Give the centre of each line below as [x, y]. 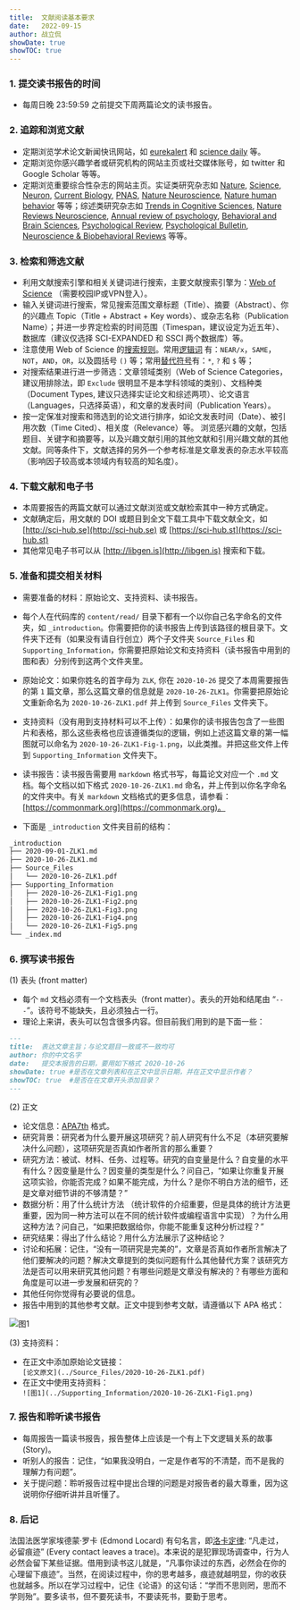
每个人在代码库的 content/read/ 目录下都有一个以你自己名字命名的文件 [152, 616]
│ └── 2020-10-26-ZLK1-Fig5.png [74, 926]
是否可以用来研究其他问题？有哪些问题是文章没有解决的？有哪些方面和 [159, 1271]
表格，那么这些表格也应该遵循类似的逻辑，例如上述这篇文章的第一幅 [163, 732]
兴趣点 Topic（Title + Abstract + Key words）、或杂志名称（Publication [159, 316]
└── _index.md [36, 935]
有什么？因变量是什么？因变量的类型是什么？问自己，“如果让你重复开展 [153, 1170]
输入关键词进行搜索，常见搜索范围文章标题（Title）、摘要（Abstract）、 [151, 305]
